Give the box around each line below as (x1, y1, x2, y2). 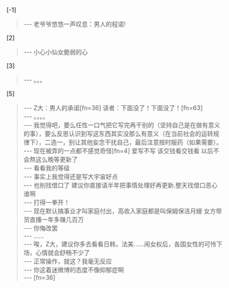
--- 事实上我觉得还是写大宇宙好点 (23, 173, 118, 181)
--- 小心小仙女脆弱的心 (23, 48, 89, 56)
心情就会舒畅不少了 (35, 249, 90, 256)
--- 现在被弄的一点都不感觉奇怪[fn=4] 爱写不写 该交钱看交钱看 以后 (23, 147, 214, 155)
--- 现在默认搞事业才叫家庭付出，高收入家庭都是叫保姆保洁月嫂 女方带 (23, 207, 222, 215)
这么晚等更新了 (35, 155, 78, 164)
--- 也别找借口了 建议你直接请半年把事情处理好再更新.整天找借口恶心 (23, 181, 218, 189)
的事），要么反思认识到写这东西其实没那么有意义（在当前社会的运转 (23, 130, 214, 137)
